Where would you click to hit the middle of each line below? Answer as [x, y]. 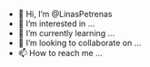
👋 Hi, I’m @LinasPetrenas [65, 14]
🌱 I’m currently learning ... [66, 33]
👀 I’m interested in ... [56, 24]
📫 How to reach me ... [60, 53]
